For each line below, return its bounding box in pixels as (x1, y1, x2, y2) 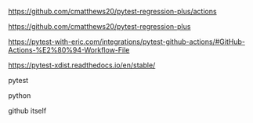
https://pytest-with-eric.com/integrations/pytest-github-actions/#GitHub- (8, 37, 245, 46)
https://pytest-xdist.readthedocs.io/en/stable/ (8, 60, 156, 70)
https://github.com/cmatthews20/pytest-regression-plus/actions (8, 7, 217, 16)
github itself (8, 106, 47, 115)
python (8, 91, 31, 100)
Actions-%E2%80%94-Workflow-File (8, 45, 130, 54)
